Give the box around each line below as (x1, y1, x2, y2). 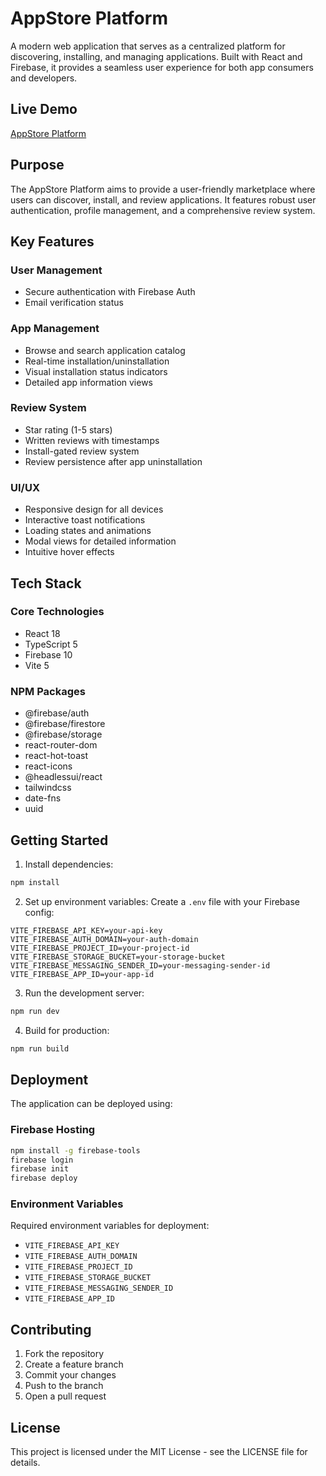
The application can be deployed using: (10, 1098, 173, 1110)
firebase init (10, 1164, 70, 1174)
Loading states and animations (24, 525, 152, 537)
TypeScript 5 (24, 638, 78, 650)
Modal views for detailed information (24, 535, 177, 547)
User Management (10, 263, 103, 277)
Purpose (10, 157, 65, 174)
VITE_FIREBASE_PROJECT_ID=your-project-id (10, 943, 190, 953)
